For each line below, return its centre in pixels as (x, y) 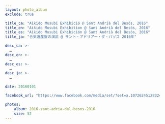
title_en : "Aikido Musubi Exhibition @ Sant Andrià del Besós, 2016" (78, 28)
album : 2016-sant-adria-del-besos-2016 (55, 109)
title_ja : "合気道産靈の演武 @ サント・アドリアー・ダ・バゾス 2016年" (71, 37)
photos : (13, 104)
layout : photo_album (26, 10)
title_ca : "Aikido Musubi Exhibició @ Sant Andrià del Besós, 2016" (77, 23)
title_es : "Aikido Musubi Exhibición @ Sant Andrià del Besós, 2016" (78, 32)
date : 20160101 (21, 87)
